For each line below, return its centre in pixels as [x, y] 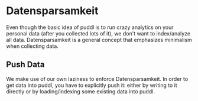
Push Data [25, 65]
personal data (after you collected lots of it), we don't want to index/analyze [98, 33]
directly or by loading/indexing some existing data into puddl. [81, 91]
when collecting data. [33, 46]
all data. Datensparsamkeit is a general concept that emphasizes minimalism [99, 40]
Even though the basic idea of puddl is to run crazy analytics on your [90, 27]
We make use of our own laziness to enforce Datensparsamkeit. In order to [97, 79]
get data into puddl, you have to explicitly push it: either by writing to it [92, 85]
